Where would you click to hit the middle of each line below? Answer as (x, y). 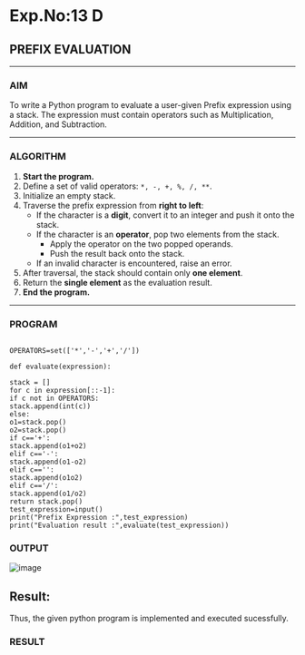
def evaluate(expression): (60, 367)
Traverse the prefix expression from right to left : (113, 205)
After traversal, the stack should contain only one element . (133, 272)
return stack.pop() (46, 501)
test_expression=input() (56, 509)
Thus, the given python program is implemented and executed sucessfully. (149, 618)
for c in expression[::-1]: (63, 390)
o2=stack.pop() (38, 430)
